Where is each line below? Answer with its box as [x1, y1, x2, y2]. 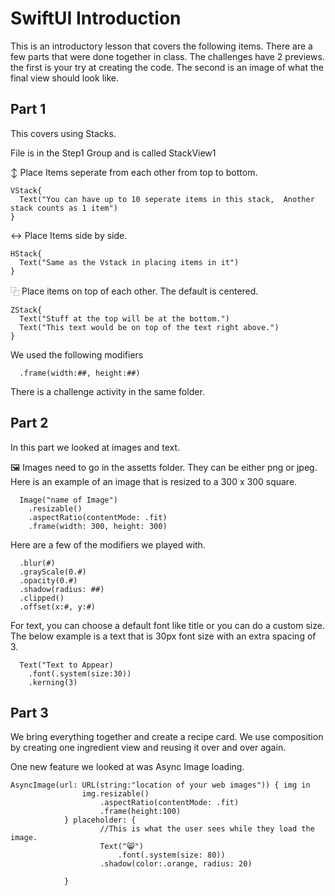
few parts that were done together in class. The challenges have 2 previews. [10, 50, 325, 62]
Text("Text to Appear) [19, 660, 114, 670]
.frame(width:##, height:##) [19, 368, 141, 378]
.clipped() [19, 593, 65, 603]
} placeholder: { [63, 815, 137, 826]
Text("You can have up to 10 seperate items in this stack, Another [19, 194, 315, 204]
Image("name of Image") [19, 495, 118, 505]
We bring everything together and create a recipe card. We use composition [10, 731, 324, 743]
